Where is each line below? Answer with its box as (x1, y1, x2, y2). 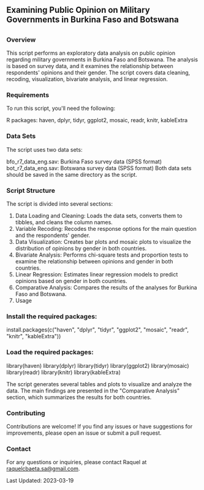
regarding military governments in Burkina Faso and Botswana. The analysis (6, 56, 198, 63)
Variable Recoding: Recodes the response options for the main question (15, 225, 197, 233)
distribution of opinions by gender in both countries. (15, 245, 147, 252)
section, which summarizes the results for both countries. (6, 393, 152, 401)
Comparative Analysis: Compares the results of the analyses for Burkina (15, 284, 197, 291)
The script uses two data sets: (6, 146, 83, 153)
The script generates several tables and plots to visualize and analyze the (6, 380, 192, 387)
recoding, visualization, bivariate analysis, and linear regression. (6, 76, 168, 83)
